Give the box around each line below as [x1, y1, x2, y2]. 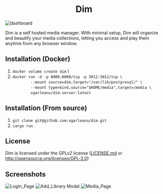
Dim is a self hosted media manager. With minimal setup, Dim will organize [5, 29, 158, 35]
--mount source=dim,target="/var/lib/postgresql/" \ [30, 79, 143, 84]
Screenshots [5, 170, 46, 178]
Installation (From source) [5, 104, 87, 112]
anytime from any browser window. [5, 40, 78, 46]
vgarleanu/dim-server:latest [30, 90, 91, 95]
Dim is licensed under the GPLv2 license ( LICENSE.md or [5, 150, 122, 156]
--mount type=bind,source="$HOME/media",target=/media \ [30, 85, 151, 90]
